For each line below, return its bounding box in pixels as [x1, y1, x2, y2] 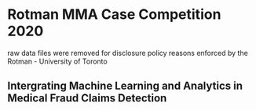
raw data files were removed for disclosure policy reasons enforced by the [7, 48, 248, 57]
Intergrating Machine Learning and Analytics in [7, 79, 243, 93]
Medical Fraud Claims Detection [7, 92, 167, 105]
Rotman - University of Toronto [7, 57, 108, 66]
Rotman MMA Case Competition [7, 5, 221, 24]
